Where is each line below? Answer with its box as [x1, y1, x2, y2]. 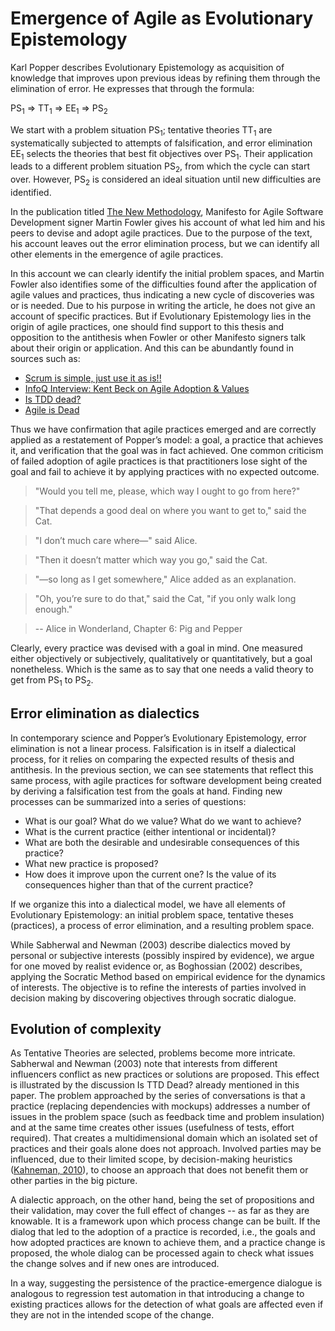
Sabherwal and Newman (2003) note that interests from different [10, 1058, 278, 1070]
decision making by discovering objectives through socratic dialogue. [10, 992, 297, 1004]
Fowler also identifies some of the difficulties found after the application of [10, 278, 318, 290]
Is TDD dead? [24, 393, 82, 405]
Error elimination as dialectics [10, 705, 200, 722]
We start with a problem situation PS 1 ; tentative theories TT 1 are [10, 123, 273, 138]
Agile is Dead [24, 403, 80, 416]
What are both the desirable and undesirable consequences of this [24, 836, 300, 848]
